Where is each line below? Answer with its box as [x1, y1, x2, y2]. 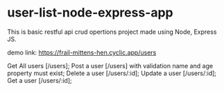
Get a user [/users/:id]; [7, 76, 72, 84]
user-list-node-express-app [7, 5, 173, 21]
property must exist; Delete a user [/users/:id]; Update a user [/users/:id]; [7, 69, 217, 77]
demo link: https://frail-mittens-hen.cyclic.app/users [7, 48, 157, 57]
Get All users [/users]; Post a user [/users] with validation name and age [7, 61, 214, 70]
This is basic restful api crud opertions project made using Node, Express [7, 28, 217, 36]
